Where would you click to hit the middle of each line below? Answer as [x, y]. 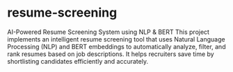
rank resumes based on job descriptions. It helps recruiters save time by [111, 54]
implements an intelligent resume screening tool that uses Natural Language [116, 39]
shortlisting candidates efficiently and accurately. [78, 61]
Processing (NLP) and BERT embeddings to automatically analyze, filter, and [116, 46]
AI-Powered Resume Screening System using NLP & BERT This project [109, 32]
